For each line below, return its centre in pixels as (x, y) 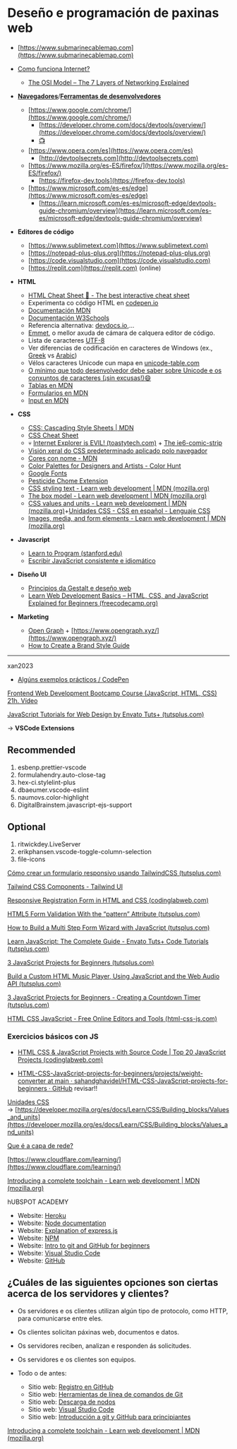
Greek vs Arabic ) (53, 355)
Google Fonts (48, 473)
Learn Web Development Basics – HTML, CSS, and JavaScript (118, 596)
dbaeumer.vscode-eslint (53, 790)
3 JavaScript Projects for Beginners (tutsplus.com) (81, 962)
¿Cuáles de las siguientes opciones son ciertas (113, 1283)
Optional (26, 827)
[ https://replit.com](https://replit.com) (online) (95, 268)
